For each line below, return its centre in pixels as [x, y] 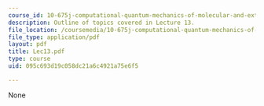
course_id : [26, 15]
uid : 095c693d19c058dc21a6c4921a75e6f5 [73, 66]
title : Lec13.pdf [37, 51]
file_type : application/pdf [54, 37]
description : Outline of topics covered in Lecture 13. [101, 23]
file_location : [33, 30]
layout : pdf [27, 44]
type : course [29, 59]
